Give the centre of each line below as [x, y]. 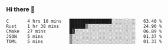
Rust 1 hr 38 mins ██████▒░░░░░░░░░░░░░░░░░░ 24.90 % [84, 26]
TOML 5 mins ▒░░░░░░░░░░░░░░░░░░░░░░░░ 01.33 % [84, 42]
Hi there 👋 [21, 9]
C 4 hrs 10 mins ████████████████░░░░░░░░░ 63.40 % [84, 22]
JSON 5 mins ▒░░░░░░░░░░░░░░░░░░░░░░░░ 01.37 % [84, 37]
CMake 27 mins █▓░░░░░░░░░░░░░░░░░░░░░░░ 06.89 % [84, 31]
